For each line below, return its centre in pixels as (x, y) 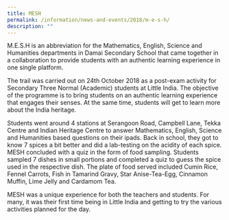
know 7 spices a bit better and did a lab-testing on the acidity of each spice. (114, 145)
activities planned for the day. (49, 209)
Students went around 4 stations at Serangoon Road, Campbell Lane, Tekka (114, 123)
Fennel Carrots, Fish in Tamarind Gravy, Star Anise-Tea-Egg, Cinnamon (107, 174)
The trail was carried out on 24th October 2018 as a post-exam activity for (112, 81)
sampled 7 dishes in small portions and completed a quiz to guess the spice (114, 160)
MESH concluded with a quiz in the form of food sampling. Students (103, 152)
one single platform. (35, 68)
